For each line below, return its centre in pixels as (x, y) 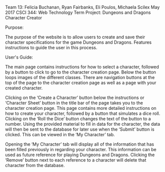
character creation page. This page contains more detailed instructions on (81, 108)
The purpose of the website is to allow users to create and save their (75, 37)
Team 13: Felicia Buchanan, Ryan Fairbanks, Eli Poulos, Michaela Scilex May (82, 7)
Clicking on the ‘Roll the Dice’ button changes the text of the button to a (78, 119)
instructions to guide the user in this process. (51, 47)
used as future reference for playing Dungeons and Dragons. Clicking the (80, 155)
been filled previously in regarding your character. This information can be (81, 149)
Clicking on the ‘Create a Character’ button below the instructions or (75, 97)
